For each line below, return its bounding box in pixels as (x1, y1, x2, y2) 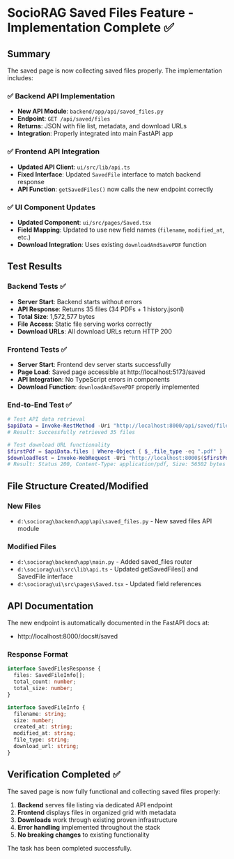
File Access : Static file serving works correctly (17, 320, 152, 328)
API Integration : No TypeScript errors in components (17, 375, 171, 383)
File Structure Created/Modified (7, 480, 149, 492)
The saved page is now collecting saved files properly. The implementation (7, 66, 223, 75)
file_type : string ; (13, 736, 70, 744)
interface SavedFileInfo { (7, 703, 86, 711)
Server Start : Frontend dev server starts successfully (17, 360, 171, 368)
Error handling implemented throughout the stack (17, 823, 161, 831)
